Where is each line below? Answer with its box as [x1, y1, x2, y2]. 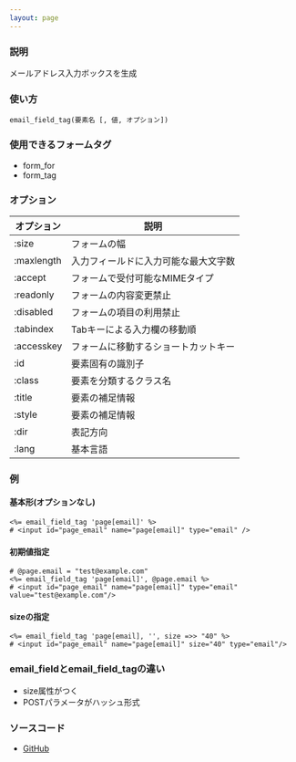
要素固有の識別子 [71, 357, 145, 370]
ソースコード [9, 722, 66, 735]
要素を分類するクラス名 [71, 374, 171, 387]
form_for [22, 160, 56, 171]
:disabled [14, 305, 54, 318]
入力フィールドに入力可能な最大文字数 [71, 255, 235, 267]
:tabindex [14, 322, 55, 335]
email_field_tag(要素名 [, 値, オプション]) [9, 116, 168, 125]
